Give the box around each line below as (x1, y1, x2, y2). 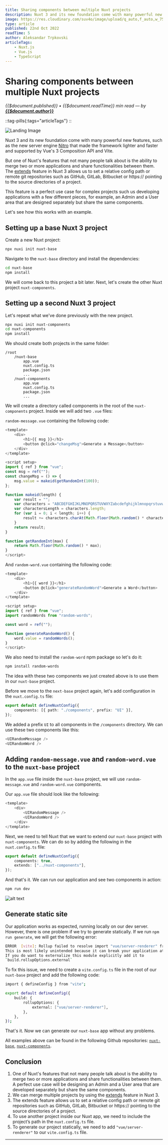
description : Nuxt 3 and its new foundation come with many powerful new (5, 12, 162, 17)
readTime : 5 (5, 31, 30, 36)
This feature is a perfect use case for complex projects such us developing (5, 189, 159, 195)
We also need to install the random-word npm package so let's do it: (5, 654, 142, 660)
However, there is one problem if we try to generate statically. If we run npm (5, 928, 159, 934)
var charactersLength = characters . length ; (14, 506, 106, 512)
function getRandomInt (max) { (5, 539, 68, 544)
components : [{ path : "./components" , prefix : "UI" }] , (14, 708, 133, 713)
